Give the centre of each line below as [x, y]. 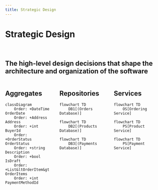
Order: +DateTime [32, 109]
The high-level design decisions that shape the [79, 63]
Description [17, 152]
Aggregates [24, 93]
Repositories [79, 93]
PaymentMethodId [22, 183]
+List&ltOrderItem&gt [27, 170]
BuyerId [13, 131]
